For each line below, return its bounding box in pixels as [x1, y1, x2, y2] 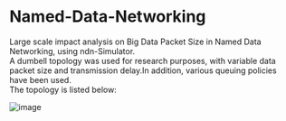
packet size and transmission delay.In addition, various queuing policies [9, 65, 278, 76]
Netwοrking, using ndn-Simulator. [9, 45, 136, 56]
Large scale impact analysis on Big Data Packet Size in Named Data [9, 36, 262, 47]
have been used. [9, 74, 72, 85]
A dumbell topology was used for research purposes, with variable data [9, 55, 276, 66]
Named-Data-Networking [9, 6, 206, 27]
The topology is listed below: [9, 84, 118, 95]
